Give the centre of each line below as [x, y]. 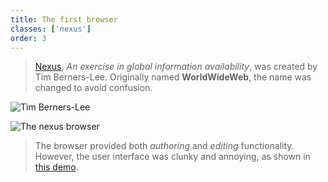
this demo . [56, 167]
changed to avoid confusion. [93, 88]
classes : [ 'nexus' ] [51, 29]
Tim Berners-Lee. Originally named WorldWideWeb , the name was [173, 77]
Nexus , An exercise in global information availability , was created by [176, 67]
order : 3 [28, 38]
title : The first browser [64, 19]
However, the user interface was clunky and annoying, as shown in [172, 157]
